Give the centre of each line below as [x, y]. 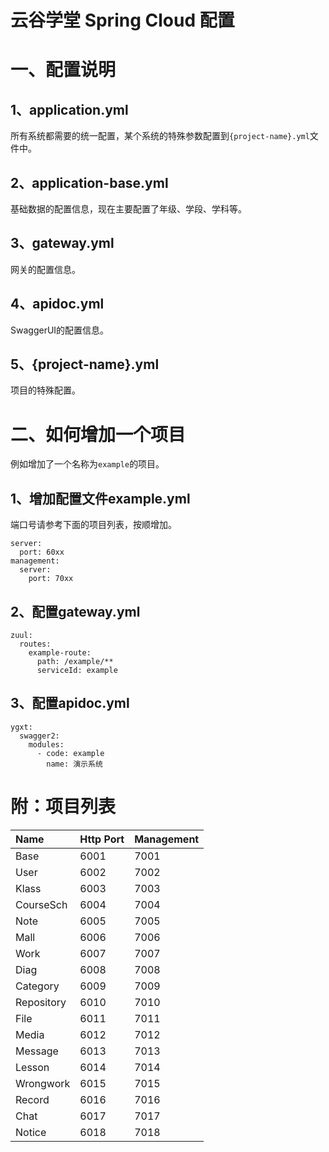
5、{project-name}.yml [85, 364]
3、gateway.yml [62, 243]
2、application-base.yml [89, 182]
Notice [31, 1132]
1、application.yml [69, 109]
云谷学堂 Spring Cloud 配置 [122, 20]
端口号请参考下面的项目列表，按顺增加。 [93, 525]
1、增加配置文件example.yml [100, 498]
